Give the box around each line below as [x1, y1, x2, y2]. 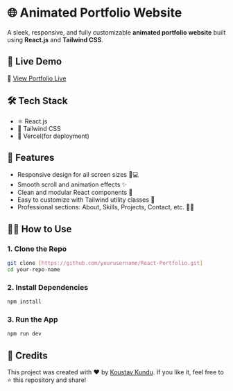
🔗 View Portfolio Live [7, 74, 67, 82]
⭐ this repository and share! [7, 376, 87, 384]
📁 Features [7, 151, 55, 164]
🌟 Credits [7, 349, 49, 361]
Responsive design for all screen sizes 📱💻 [17, 171, 139, 179]
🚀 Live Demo [7, 55, 62, 67]
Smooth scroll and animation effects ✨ [17, 180, 128, 189]
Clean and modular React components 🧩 [17, 189, 133, 197]
